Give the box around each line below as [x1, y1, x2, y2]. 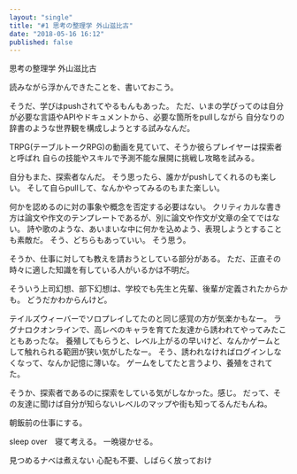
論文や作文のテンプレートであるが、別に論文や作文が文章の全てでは [24, 213, 272, 223]
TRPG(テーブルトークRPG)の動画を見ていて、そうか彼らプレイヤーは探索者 [9, 142, 283, 152]
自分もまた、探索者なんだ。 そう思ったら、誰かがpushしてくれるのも [9, 172, 262, 183]
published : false [9, 37, 73, 47]
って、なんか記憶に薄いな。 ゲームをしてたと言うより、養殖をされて [24, 358, 273, 369]
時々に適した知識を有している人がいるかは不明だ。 [9, 265, 194, 276]
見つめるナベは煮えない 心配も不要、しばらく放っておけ [9, 455, 212, 466]
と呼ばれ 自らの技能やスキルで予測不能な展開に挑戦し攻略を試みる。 [9, 152, 259, 164]
